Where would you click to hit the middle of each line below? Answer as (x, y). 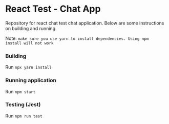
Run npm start (20, 91)
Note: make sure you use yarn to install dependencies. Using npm (77, 38)
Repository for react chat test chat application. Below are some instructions (85, 23)
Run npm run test (24, 116)
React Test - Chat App (53, 9)
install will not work (29, 43)
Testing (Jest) (23, 105)
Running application (31, 81)
